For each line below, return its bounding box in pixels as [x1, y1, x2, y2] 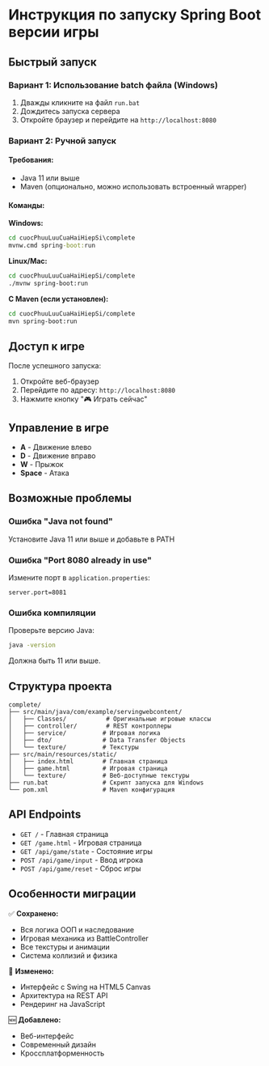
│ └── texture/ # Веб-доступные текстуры [8, 771, 190, 780]
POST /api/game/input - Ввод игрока [19, 855, 144, 864]
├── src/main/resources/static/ [8, 750, 117, 758]
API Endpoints [8, 808, 82, 822]
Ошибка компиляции [8, 607, 96, 618]
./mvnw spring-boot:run [8, 279, 89, 287]
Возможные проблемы [8, 491, 132, 505]
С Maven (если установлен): [8, 294, 109, 304]
